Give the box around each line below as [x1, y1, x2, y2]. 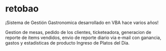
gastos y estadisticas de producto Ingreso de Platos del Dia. [5, 39, 130, 45]
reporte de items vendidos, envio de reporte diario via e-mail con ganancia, [5, 34, 161, 40]
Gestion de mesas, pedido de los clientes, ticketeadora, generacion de [5, 29, 152, 35]
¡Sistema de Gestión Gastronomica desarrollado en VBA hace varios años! [5, 19, 159, 25]
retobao [5, 3, 39, 14]
